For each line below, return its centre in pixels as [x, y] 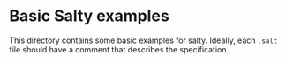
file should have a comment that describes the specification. [119, 49]
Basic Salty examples [89, 16]
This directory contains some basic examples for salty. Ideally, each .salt [143, 40]
